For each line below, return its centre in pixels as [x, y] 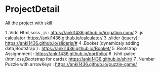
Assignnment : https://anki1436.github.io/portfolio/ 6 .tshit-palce [70, 54]
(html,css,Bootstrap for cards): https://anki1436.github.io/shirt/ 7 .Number [80, 59]
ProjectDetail [32, 9]
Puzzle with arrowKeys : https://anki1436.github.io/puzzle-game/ [71, 64]
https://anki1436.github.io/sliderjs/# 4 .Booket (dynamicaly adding [72, 43]
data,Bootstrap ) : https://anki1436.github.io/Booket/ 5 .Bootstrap [71, 48]
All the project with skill [29, 23]
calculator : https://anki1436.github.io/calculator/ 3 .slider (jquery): [72, 38]
